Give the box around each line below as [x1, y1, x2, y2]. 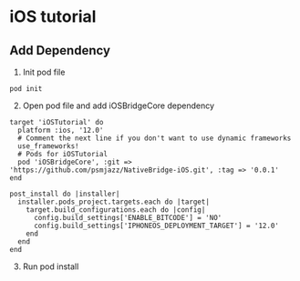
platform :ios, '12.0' [17, 125, 104, 135]
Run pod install [22, 261, 79, 272]
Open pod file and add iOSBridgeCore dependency [22, 100, 215, 111]
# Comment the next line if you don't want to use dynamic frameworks [17, 134, 292, 143]
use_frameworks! [17, 142, 79, 151]
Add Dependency [9, 43, 111, 58]
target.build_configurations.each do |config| [26, 206, 206, 215]
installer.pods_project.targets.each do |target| [17, 197, 210, 206]
